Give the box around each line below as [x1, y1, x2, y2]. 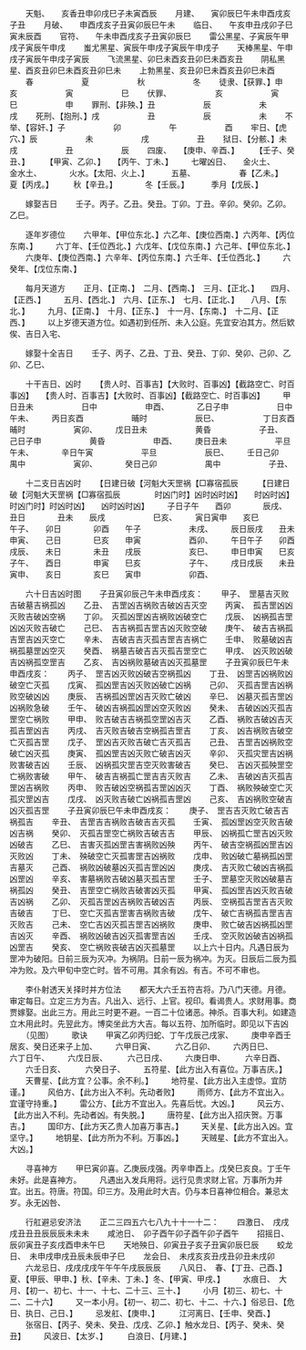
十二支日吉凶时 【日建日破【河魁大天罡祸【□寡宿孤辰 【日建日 [25, 478, 291, 488]
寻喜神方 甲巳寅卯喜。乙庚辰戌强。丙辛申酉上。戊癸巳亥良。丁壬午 [25, 1163, 291, 1174]
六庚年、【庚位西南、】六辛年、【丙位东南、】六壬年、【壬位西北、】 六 [25, 252, 291, 263]
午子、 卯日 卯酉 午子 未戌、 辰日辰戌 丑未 [9, 524, 295, 534]
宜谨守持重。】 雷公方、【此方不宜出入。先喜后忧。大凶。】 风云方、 [9, 1098, 290, 1108]
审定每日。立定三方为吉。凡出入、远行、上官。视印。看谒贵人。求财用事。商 [9, 995, 297, 1006]
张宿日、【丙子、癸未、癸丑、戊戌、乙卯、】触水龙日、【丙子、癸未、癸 [25, 1319, 285, 1330]
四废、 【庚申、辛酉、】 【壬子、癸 [147, 145, 295, 155]
